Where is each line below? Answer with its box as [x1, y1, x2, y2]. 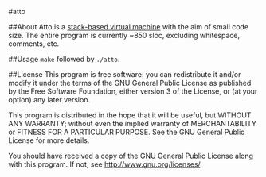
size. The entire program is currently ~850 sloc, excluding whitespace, [8, 31, 241, 40]
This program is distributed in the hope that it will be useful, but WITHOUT [8, 110, 252, 120]
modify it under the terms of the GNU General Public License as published [8, 79, 252, 87]
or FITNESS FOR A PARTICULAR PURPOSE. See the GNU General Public [8, 127, 245, 137]
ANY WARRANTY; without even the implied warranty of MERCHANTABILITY [8, 119, 257, 128]
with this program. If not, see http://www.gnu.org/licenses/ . [8, 160, 203, 169]
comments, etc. [8, 39, 60, 48]
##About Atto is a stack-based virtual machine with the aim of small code [8, 22, 249, 31]
